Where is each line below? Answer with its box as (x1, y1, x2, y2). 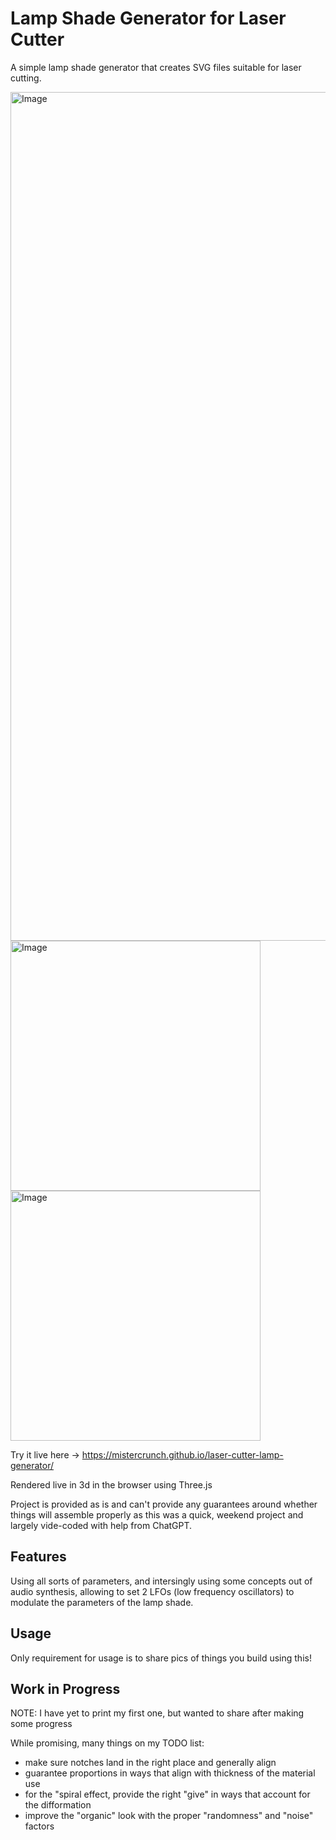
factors (24, 1820, 55, 1832)
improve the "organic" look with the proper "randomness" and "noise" (24, 1810, 314, 1822)
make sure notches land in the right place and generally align (24, 1757, 277, 1769)
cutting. (10, 72, 42, 84)
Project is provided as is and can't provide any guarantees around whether (10, 1498, 318, 1510)
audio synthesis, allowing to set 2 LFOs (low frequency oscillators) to (10, 1585, 295, 1597)
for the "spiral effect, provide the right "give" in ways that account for (24, 1788, 311, 1801)
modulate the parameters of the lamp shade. (10, 1596, 194, 1608)
